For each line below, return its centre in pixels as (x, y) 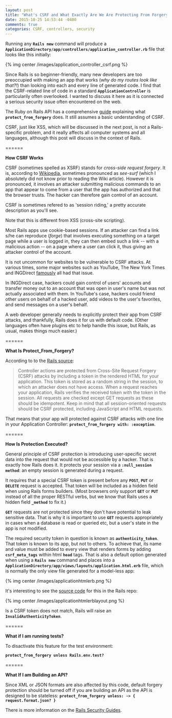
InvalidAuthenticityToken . (34, 616)
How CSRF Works (24, 158)
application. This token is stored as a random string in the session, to (90, 382)
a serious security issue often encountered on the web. (63, 102)
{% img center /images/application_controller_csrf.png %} (67, 65)
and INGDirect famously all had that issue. (50, 273)
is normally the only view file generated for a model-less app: (70, 571)
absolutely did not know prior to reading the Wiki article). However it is (79, 179)
